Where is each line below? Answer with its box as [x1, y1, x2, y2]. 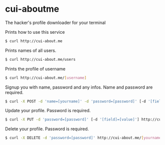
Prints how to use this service [5, 29, 65, 35]
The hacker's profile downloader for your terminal [5, 20, 106, 25]
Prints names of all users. [5, 48, 56, 53]
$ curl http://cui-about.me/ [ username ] [5, 75, 87, 80]
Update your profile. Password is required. [5, 108, 91, 114]
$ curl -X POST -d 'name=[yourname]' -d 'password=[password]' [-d [5, 99, 146, 104]
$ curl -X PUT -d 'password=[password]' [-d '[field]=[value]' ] [5, 117, 139, 122]
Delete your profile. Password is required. [5, 126, 89, 132]
